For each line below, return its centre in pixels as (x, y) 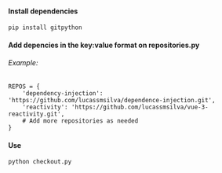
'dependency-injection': (63, 94)
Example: (23, 63)
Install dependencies (43, 11)
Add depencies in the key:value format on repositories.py (104, 45)
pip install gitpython (45, 28)
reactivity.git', (36, 114)
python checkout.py (40, 162)
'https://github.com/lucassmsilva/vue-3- (140, 107)
